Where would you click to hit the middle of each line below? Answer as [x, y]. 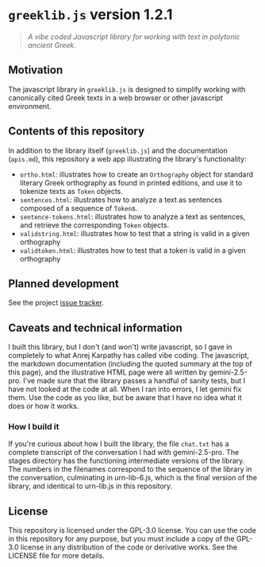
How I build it [34, 427]
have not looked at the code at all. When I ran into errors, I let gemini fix [125, 389]
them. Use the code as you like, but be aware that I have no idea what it [125, 398]
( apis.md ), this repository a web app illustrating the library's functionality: [127, 159]
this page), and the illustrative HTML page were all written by [108, 372]
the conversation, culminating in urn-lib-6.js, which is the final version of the [133, 478]
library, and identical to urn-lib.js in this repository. [90, 486]
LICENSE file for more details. [56, 556]
